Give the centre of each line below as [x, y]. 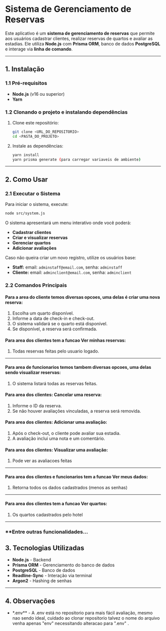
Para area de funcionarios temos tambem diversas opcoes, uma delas [78, 367]
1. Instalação [25, 69]
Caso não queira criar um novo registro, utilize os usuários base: [71, 257]
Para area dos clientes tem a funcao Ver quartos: [56, 503]
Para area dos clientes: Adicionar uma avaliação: [56, 422]
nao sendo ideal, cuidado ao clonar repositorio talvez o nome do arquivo [86, 618]
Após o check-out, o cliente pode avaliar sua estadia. [66, 433]
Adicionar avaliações [34, 248]
